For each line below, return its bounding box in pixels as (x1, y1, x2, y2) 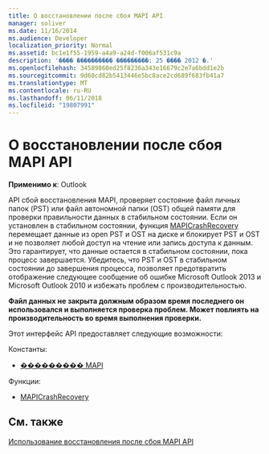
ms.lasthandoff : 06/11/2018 (8, 94, 103, 102)
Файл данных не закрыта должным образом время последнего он (8, 297, 245, 306)
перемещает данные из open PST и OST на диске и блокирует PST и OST (8, 230, 261, 239)
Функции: (8, 377, 42, 387)
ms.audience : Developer (8, 34, 88, 43)
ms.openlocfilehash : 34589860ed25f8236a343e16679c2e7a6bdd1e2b (8, 64, 225, 72)
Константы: (8, 345, 48, 354)
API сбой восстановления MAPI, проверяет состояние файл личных (8, 195, 241, 205)
